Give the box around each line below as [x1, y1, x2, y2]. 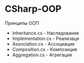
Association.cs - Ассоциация [12, 40, 75, 47]
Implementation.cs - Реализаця [12, 35, 79, 41]
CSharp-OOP [5, 3, 62, 15]
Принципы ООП [5, 20, 39, 26]
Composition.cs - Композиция [12, 46, 77, 52]
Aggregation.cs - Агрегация [12, 52, 72, 58]
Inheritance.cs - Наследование [12, 30, 79, 36]
